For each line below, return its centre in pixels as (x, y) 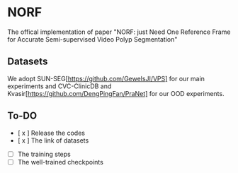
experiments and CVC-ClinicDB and (59, 86)
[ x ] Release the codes (51, 133)
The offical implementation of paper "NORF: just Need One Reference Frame (119, 32)
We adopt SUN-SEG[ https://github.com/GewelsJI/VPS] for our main (106, 78)
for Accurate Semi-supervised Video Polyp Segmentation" (92, 39)
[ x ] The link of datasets (53, 140)
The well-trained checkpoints (61, 162)
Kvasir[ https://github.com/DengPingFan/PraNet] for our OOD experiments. (116, 93)
